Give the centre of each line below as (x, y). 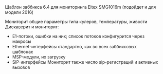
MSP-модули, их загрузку (39, 57)
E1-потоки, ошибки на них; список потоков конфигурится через (78, 36)
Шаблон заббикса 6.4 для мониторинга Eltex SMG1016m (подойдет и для (81, 7)
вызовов (21, 67)
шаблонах (22, 52)
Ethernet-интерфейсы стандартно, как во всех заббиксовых (74, 46)
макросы (22, 41)
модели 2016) (19, 12)
